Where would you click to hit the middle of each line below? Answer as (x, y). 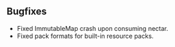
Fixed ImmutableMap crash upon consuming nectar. (92, 28)
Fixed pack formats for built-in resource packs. (85, 36)
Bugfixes (27, 12)
